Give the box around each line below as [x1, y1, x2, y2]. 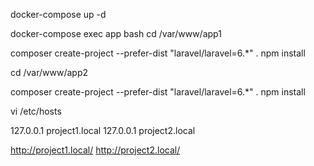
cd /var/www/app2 [10, 67, 89, 78]
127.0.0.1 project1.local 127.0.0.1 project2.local [10, 125, 196, 136]
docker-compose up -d [10, 9, 107, 20]
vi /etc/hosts [10, 105, 62, 117]
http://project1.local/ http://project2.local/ [10, 144, 181, 156]
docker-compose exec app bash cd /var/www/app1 [10, 28, 222, 39]
